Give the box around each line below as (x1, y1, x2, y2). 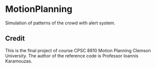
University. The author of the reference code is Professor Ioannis (5, 53, 139, 59)
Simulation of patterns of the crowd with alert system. (5, 20, 116, 26)
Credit (5, 34, 25, 43)
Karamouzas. (5, 58, 32, 64)
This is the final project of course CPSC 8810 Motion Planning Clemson (5, 47, 151, 53)
